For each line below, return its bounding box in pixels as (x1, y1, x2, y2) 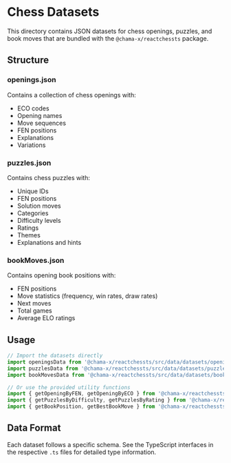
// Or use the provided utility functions (7, 384, 131, 391)
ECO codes (16, 104, 49, 112)
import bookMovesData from (7, 371, 85, 378)
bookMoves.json (7, 255, 65, 265)
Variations (16, 141, 46, 149)
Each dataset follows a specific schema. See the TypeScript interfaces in (7, 440, 214, 449)
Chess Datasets (7, 4, 100, 20)
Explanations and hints (16, 238, 82, 246)
